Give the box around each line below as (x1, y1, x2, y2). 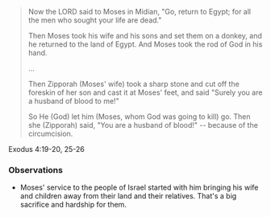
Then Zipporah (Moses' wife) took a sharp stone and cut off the (27, 80, 240, 88)
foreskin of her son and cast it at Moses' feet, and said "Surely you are (27, 88, 263, 97)
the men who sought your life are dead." (27, 15, 162, 25)
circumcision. (27, 129, 73, 138)
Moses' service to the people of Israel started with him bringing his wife (19, 182, 259, 192)
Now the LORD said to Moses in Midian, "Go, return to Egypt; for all (27, 7, 252, 16)
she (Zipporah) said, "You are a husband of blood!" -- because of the (27, 121, 258, 129)
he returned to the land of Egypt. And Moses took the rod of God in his (27, 39, 263, 49)
